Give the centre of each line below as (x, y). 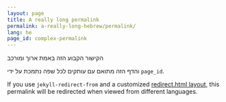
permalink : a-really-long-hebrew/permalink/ (72, 26)
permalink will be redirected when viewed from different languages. (102, 92)
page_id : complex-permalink (47, 39)
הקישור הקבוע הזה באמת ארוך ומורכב (55, 58)
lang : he (20, 32)
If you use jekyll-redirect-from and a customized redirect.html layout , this (113, 84)
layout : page (26, 13)
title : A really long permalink (53, 20)
